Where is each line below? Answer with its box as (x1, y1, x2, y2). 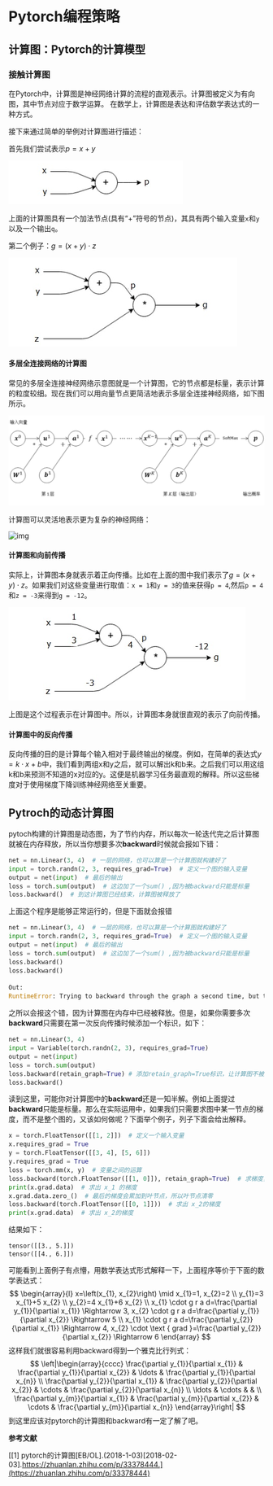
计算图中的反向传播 (8, 729, 73, 739)
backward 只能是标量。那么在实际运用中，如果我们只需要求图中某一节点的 (8, 1104, 257, 1114)
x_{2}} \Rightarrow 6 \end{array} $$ (90, 1332, 211, 1342)
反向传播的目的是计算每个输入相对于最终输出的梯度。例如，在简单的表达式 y (8, 750, 262, 759)
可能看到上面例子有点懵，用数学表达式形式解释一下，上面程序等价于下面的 (8, 1265, 258, 1275)
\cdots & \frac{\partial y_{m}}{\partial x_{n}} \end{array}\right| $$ (28, 1402, 245, 1412)
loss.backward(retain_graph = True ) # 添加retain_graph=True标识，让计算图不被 (8, 1069, 265, 1078)
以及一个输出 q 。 (8, 223, 63, 233)
